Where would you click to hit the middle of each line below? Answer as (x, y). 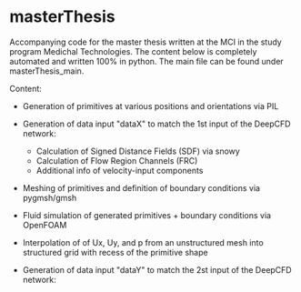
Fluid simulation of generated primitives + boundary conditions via (146, 215)
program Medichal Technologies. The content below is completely (133, 51)
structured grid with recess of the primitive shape (115, 252)
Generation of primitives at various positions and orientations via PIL (150, 106)
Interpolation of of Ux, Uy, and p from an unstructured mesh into (143, 242)
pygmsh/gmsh (50, 197)
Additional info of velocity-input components (120, 170)
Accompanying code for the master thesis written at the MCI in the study (145, 42)
